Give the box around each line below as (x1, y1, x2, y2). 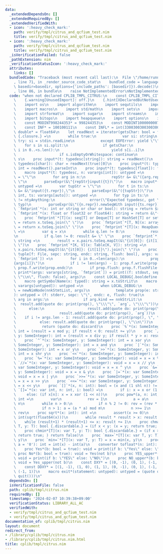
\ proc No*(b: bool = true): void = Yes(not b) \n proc (14, 451, 133, 456)
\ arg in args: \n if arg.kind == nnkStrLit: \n (14, 297, 142, 302)
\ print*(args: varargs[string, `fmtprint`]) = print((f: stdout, (14, 270, 151, 275)
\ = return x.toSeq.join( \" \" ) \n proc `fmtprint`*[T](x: (14, 225, 140, 229)
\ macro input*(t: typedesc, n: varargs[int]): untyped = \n (14, 170, 145, 175)
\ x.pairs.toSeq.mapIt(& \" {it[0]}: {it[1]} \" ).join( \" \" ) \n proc (14, 247, 158, 252)
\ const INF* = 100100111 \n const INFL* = (14, 125, 114, 130)
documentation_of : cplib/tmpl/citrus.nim (5, 519, 90, 524)
